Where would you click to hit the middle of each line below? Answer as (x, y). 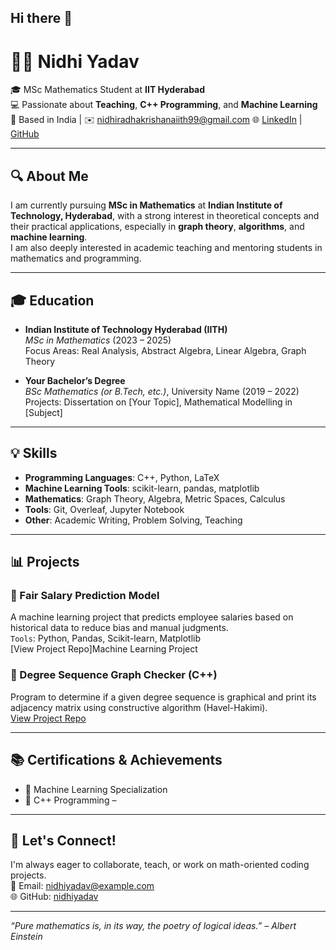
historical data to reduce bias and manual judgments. (119, 628)
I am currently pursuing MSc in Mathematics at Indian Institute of (146, 205)
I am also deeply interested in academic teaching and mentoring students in (166, 248)
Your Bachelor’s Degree (75, 380)
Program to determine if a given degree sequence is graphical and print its (163, 697)
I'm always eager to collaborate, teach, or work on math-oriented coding (160, 865)
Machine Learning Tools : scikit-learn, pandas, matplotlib (142, 488)
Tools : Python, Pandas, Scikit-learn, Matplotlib (105, 638)
